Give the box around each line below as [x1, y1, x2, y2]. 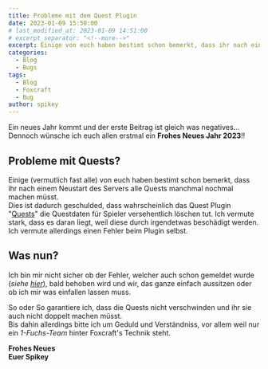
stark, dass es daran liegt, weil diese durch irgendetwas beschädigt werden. [8, 217, 259, 227]
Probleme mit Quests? [8, 154, 121, 167]
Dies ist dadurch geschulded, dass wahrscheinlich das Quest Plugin [8, 200, 231, 210]
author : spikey [8, 100, 59, 108]
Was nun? [8, 249, 59, 263]
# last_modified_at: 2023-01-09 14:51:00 [8, 26, 148, 34]
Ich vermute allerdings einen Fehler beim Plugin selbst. [8, 226, 189, 235]
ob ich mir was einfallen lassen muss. [8, 287, 132, 296]
